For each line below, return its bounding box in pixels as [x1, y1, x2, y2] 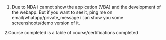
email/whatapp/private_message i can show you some [11, 15, 124, 20]
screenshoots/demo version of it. [11, 20, 80, 26]
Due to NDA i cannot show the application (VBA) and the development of [11, 4, 161, 10]
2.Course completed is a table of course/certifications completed [4, 30, 138, 35]
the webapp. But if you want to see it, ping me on [11, 9, 113, 15]
